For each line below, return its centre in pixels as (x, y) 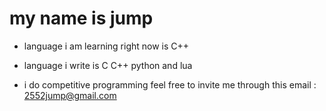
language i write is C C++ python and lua (108, 65)
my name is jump (81, 18)
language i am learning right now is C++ (106, 46)
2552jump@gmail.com (70, 95)
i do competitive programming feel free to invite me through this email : (170, 84)
